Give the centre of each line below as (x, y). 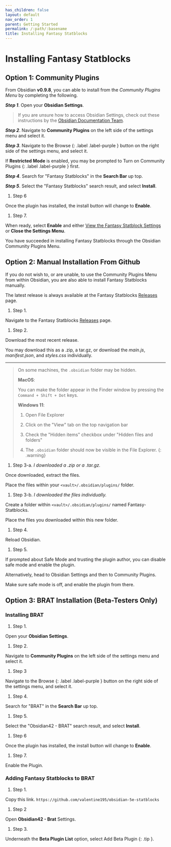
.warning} (35, 455)
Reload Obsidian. (23, 539)
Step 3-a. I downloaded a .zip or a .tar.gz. (56, 465)
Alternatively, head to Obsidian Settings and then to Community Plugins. (81, 575)
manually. (15, 285)
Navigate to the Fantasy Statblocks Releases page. (59, 320)
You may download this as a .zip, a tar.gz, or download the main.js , (75, 350)
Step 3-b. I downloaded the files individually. (60, 495)
